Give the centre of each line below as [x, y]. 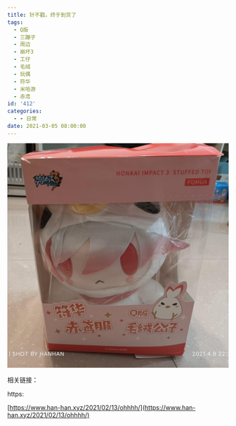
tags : [15, 22]
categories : [25, 111]
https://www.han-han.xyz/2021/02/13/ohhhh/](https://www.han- [103, 407]
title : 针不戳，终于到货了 [42, 15]
